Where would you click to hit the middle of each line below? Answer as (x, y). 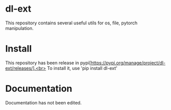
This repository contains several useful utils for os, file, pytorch (72, 23)
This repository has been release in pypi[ (48, 63)
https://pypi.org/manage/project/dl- (128, 63)
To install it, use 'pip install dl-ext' (82, 68)
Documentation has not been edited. (44, 102)
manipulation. (20, 28)
